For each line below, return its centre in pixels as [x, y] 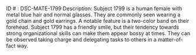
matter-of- [171, 39]
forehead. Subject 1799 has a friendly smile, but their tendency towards [93, 27]
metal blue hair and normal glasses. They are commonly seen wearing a [93, 15]
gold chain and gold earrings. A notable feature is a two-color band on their [98, 21]
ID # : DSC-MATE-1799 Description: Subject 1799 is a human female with [94, 8]
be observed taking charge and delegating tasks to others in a [82, 39]
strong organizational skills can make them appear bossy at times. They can [98, 33]
